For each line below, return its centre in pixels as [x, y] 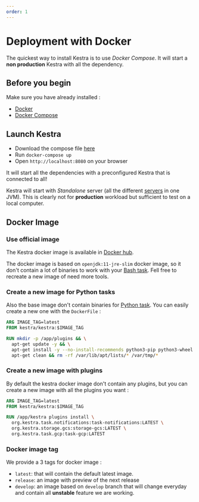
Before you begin [39, 83]
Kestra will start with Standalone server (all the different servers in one [93, 191]
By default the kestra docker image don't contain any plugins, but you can [97, 384]
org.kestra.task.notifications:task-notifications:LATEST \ [88, 423]
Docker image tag [32, 449]
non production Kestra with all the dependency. [65, 64]
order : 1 [17, 12]
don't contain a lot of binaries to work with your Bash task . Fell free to [91, 270]
